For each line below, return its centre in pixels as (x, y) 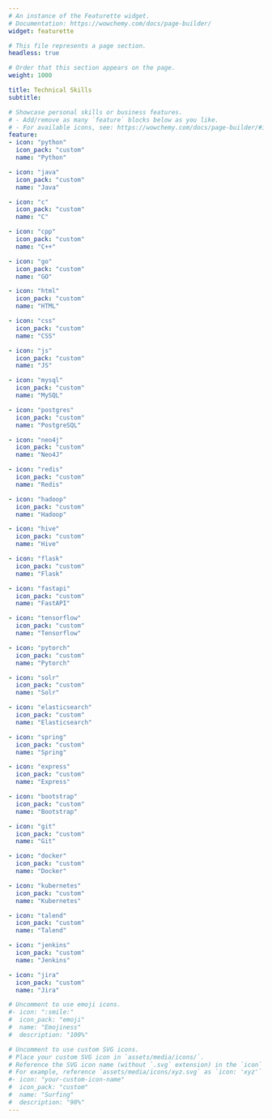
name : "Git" (36, 841)
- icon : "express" (39, 767)
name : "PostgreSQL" (49, 425)
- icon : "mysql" (36, 381)
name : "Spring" (41, 752)
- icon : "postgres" (41, 410)
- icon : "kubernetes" (45, 885)
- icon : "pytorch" (39, 648)
